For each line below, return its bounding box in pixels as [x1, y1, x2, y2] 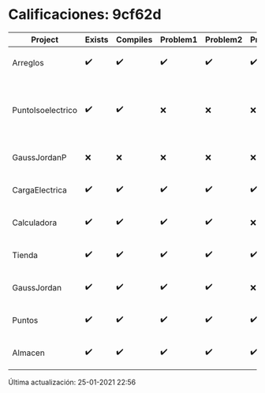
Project [31, 34, 59, 45]
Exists [84, 34, 109, 45]
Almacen [12, 347, 45, 358]
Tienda [12, 249, 38, 260]
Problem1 [160, 34, 198, 45]
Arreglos [12, 57, 45, 68]
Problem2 [204, 34, 243, 45]
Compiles [115, 34, 153, 45]
